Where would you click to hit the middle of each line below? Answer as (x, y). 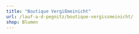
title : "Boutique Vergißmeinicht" (49, 11)
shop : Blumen (22, 22)
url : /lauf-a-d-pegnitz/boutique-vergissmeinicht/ (70, 17)
